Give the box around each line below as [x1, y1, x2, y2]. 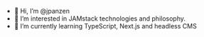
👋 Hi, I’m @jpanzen [14, 7, 70, 15]
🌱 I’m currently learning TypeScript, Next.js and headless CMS [14, 22, 197, 30]
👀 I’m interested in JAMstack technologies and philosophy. [14, 14, 186, 23]
